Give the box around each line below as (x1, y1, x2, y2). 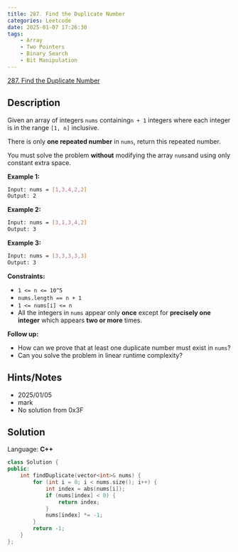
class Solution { (7, 459, 59, 466)
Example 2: (7, 206, 41, 214)
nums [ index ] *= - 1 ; (45, 511, 103, 519)
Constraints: (7, 272, 45, 280)
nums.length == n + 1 (17, 294, 82, 302)
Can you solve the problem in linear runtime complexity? (17, 351, 183, 359)
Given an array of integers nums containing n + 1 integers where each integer (7, 115, 231, 124)
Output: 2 (7, 193, 37, 200)
